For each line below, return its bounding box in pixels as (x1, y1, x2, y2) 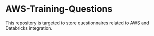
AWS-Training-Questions (5, 3, 113, 15)
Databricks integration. (5, 25, 53, 31)
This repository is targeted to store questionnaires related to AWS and (5, 20, 149, 26)
